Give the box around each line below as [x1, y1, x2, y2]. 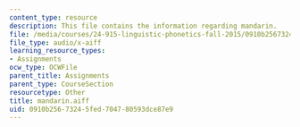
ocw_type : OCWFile [9, 63, 78, 72]
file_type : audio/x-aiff [9, 38, 102, 47]
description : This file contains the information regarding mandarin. [9, 21, 278, 30]
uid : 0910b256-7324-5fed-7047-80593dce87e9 [9, 105, 174, 114]
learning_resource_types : [9, 47, 105, 55]
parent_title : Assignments [9, 72, 110, 80]
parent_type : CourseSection [9, 80, 114, 89]
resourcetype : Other [9, 88, 87, 97]
